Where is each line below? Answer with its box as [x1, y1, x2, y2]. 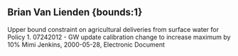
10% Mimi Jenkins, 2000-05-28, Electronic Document [7, 40, 166, 49]
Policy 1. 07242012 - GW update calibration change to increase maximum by [7, 33, 231, 41]
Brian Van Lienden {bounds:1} [7, 6, 143, 18]
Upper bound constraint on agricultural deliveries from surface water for [7, 25, 219, 33]
